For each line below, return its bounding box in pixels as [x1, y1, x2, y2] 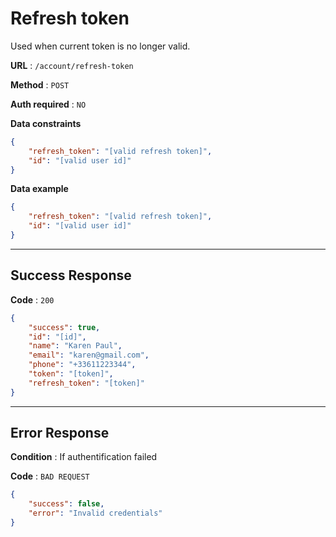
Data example [10, 183, 69, 195]
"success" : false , [28, 499, 105, 509]
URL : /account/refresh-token [10, 59, 134, 71]
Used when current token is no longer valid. [10, 40, 191, 52]
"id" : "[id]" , [28, 332, 87, 342]
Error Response [10, 425, 110, 442]
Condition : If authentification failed [10, 451, 158, 463]
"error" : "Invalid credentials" [28, 508, 163, 519]
